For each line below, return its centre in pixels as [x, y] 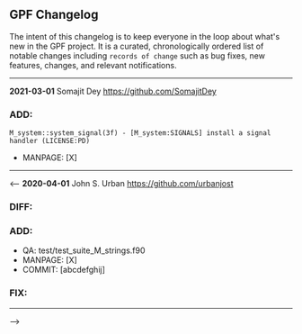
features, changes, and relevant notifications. [93, 65]
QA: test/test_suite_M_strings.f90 [84, 250]
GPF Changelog [54, 15]
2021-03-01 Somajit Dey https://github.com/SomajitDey [113, 91]
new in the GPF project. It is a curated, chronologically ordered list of [137, 46]
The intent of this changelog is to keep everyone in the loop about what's [145, 36]
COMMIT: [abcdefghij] [64, 270]
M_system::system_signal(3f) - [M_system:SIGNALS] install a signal [140, 133]
